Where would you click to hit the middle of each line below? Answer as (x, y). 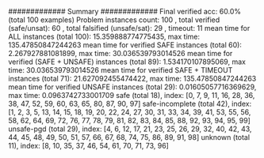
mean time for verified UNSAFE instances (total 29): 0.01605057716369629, (132, 87)
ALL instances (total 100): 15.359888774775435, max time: (104, 36)
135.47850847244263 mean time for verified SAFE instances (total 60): (125, 45)
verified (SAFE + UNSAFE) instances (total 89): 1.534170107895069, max (127, 62)
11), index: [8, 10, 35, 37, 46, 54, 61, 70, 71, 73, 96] (88, 146)
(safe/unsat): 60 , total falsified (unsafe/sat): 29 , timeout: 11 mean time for (129, 28)
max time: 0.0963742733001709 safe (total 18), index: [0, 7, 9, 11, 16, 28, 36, (132, 95)
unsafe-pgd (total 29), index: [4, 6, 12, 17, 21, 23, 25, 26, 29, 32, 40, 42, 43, (130, 129)
